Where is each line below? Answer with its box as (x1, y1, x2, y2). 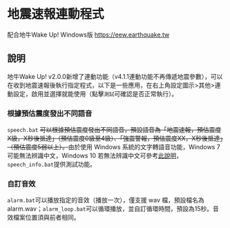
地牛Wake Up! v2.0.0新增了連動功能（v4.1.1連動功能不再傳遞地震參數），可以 (7, 72, 223, 80)
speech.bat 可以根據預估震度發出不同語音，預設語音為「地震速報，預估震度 (7, 126, 222, 134)
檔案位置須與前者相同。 (12, 213, 80, 222)
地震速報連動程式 (7, 6, 105, 22)
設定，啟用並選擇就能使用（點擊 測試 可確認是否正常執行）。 (12, 89, 178, 97)
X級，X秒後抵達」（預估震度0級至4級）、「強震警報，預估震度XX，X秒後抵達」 (7, 134, 223, 142)
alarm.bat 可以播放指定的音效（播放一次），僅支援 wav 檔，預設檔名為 (7, 196, 205, 205)
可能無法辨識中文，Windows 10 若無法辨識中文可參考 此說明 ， (7, 151, 183, 160)
